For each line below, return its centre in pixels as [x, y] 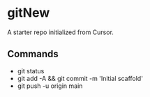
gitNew [29, 13]
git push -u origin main [50, 86]
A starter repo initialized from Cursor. [60, 32]
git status [31, 70]
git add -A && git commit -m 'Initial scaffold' [80, 78]
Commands [33, 54]
